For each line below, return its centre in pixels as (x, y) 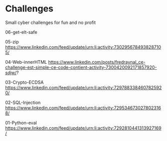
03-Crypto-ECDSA (24, 82)
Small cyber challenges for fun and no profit (50, 22)
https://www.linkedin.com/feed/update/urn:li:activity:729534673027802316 (83, 108)
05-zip (12, 42)
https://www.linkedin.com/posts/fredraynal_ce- (97, 62)
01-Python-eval (21, 123)
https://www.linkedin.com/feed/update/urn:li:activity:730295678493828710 (83, 47)
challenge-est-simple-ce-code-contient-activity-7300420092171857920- (81, 67)
